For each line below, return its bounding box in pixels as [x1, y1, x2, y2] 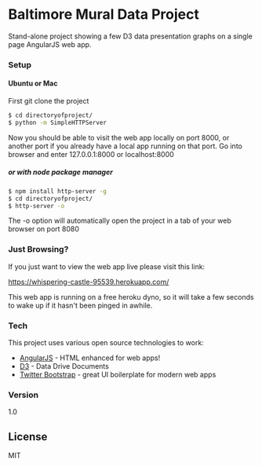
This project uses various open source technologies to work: [8, 338, 204, 347]
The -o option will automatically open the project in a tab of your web [8, 216, 231, 225]
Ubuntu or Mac [8, 78, 58, 88]
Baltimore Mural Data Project [8, 5, 200, 24]
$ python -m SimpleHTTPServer [8, 118, 107, 126]
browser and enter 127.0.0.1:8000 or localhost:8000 [8, 149, 174, 158]
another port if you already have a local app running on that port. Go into [8, 141, 243, 151]
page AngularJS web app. [8, 39, 92, 49]
